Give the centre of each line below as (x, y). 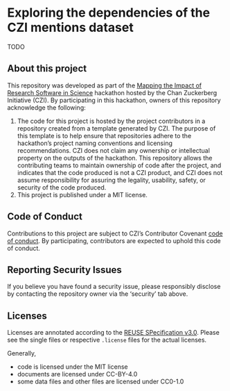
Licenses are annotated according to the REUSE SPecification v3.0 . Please (113, 333)
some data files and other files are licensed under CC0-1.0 (100, 382)
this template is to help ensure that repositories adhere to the (104, 135)
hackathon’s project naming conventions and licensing (95, 143)
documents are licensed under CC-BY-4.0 (77, 374)
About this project (47, 68)
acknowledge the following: (47, 107)
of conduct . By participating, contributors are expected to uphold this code (114, 240)
